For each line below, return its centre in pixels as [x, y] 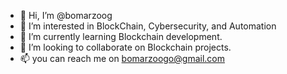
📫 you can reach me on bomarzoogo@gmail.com [122, 58]
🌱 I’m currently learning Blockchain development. [121, 36]
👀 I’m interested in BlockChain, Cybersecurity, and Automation [148, 26]
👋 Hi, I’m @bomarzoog [66, 15]
